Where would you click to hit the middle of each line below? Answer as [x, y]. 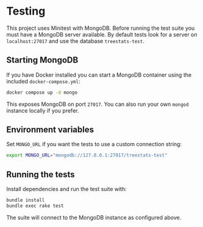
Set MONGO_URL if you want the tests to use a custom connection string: [94, 144]
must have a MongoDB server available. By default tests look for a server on [102, 34]
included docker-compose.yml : [43, 81]
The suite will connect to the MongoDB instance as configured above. [94, 217]
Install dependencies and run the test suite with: [66, 189]
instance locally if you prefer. [43, 110]
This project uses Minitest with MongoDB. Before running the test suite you [101, 28]
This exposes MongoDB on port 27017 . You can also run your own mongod [98, 104]
